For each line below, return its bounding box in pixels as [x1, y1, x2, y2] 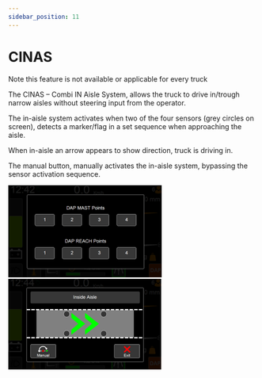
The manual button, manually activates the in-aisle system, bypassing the [8, 161, 248, 170]
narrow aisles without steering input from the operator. [8, 97, 186, 107]
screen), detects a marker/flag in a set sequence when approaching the [8, 121, 242, 131]
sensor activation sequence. [8, 169, 101, 178]
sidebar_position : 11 [8, 13, 80, 21]
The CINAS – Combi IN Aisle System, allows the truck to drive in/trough [8, 90, 240, 99]
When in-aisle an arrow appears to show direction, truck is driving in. [8, 145, 234, 155]
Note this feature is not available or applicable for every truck [8, 74, 208, 83]
